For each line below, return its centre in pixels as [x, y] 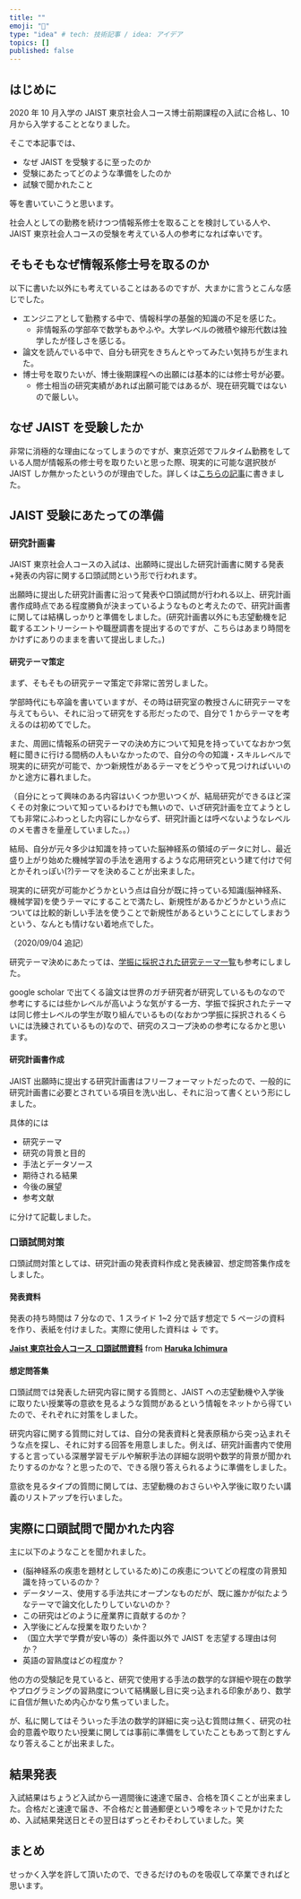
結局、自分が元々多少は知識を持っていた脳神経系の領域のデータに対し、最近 [150, 849]
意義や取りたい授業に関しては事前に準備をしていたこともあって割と [150, 1732]
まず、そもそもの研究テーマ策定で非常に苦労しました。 [111, 683]
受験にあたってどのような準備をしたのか [97, 173]
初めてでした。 [68, 725]
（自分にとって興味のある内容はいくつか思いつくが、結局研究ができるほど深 [150, 796]
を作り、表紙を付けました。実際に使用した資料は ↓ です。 [116, 1329]
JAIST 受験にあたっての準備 [86, 515]
